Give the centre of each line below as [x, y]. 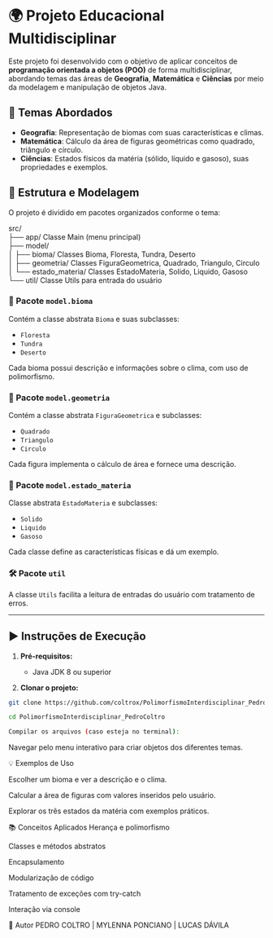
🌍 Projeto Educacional [87, 16]
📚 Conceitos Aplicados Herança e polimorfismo [89, 827]
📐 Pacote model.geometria [59, 398]
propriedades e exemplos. [64, 167]
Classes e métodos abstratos [57, 846]
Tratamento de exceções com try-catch [75, 894]
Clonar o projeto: [49, 687]
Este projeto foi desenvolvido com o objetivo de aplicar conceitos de [123, 61]
